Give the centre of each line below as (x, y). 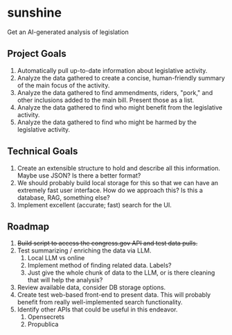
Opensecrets (46, 317)
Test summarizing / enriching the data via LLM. (84, 250)
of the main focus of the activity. (63, 85)
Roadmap (28, 226)
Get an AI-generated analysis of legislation (68, 32)
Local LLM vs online (56, 258)
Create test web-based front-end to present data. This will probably (114, 295)
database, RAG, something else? (63, 197)
